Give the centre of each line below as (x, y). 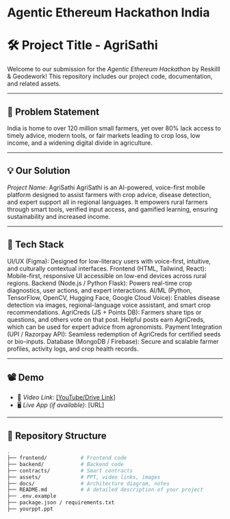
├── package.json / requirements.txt (61, 503)
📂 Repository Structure (57, 436)
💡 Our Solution (39, 171)
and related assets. (34, 84)
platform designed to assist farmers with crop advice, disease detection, (109, 194)
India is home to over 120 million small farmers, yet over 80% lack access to (114, 128)
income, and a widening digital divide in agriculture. (80, 143)
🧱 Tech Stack (36, 245)
